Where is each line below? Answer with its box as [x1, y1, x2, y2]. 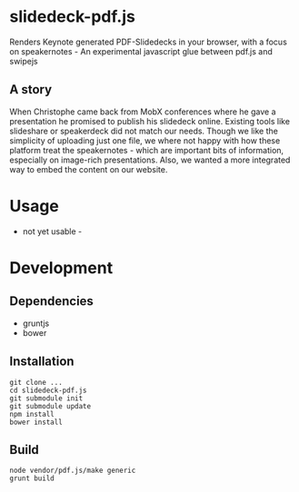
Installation [9, 354, 75, 369]
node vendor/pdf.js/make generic [9, 466, 136, 476]
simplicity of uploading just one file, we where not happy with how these [9, 134, 281, 146]
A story [9, 82, 53, 97]
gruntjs [22, 318, 50, 329]
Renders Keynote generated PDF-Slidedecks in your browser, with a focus [9, 36, 288, 47]
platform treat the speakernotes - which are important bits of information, [9, 144, 284, 155]
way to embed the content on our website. [9, 163, 168, 174]
